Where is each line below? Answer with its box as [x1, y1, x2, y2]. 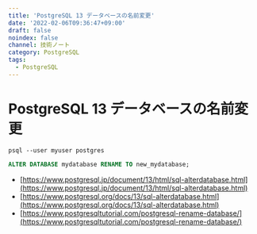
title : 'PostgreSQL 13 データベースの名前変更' [8, 11, 155, 20]
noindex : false [8, 33, 59, 42]
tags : [8, 56, 26, 64]
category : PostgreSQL [8, 48, 80, 56]
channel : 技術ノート [8, 41, 70, 49]
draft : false [8, 26, 52, 34]
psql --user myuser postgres [8, 146, 105, 155]
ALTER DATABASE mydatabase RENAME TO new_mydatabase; [8, 160, 190, 168]
